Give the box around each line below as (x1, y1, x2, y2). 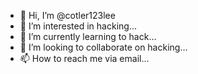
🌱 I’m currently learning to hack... (19, 31, 157, 42)
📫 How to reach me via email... (19, 53, 150, 64)
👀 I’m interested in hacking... (19, 20, 137, 32)
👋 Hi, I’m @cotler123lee (19, 10, 116, 21)
